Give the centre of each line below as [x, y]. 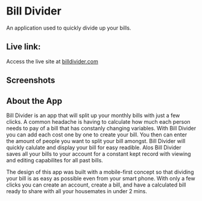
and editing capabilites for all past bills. [55, 160]
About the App [34, 101]
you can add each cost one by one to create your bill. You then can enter [97, 135]
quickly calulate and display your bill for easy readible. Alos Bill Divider [94, 147]
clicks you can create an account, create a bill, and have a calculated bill [96, 185]
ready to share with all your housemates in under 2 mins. [77, 191]
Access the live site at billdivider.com [52, 61]
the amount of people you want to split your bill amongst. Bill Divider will [96, 141]
